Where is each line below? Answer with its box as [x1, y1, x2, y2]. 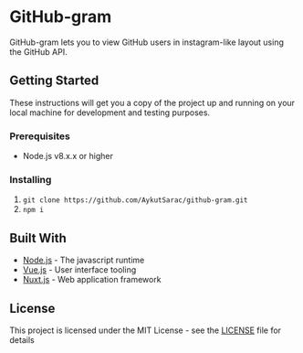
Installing [9, 173, 52, 186]
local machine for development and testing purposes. [9, 107, 211, 118]
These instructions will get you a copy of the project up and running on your [9, 97, 295, 108]
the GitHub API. [9, 46, 68, 57]
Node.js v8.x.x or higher [22, 151, 114, 162]
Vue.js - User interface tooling [22, 264, 137, 275]
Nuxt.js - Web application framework [22, 274, 162, 285]
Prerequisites [9, 130, 70, 143]
